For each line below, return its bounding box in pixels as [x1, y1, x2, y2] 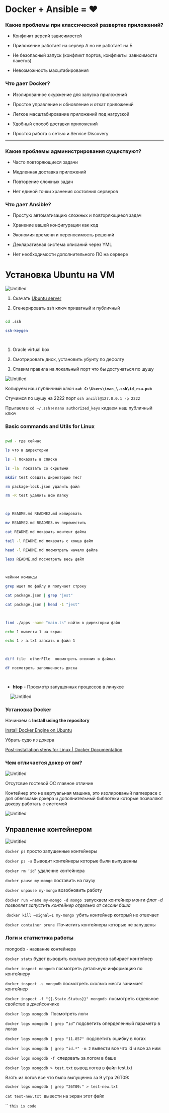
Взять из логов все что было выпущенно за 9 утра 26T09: [5, 1074, 130, 1080]
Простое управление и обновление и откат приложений [12, 101, 134, 107]
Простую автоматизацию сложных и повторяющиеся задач [12, 212, 142, 218]
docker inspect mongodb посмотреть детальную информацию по [5, 965, 143, 971]
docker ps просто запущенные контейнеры [5, 848, 97, 854]
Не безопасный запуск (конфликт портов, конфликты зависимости [12, 52, 157, 58]
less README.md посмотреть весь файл [5, 557, 84, 562]
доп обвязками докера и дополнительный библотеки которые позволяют [5, 796, 163, 802]
